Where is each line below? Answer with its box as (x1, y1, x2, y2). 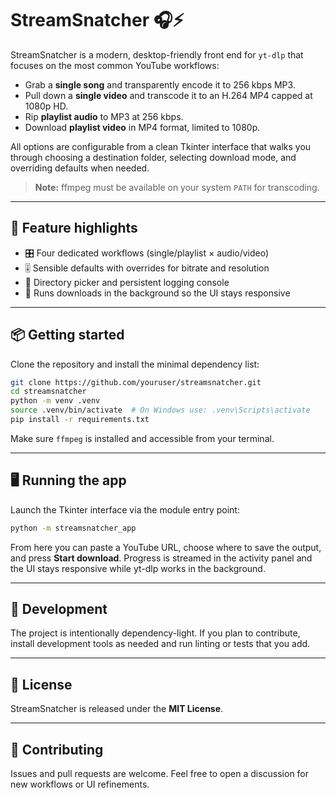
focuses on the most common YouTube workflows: (10, 59, 220, 71)
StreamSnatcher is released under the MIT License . (10, 703, 224, 715)
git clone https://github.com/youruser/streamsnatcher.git (10, 377, 262, 387)
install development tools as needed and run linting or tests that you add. (10, 638, 311, 650)
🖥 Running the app (10, 472, 127, 489)
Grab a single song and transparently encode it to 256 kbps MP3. (24, 78, 296, 91)
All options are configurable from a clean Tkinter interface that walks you (10, 140, 312, 152)
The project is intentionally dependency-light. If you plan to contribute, (10, 627, 301, 639)
